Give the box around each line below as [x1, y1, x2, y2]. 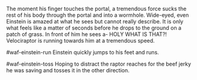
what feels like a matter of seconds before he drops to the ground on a [6, 24, 182, 31]
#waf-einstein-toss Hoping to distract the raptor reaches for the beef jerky [6, 60, 192, 67]
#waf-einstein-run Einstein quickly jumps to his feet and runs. [6, 49, 160, 56]
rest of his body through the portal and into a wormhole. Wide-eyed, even [6, 11, 189, 19]
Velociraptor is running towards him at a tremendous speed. [6, 37, 155, 44]
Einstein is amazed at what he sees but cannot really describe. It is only [6, 18, 184, 25]
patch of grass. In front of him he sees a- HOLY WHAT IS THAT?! [6, 31, 167, 38]
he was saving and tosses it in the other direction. [6, 67, 130, 74]
